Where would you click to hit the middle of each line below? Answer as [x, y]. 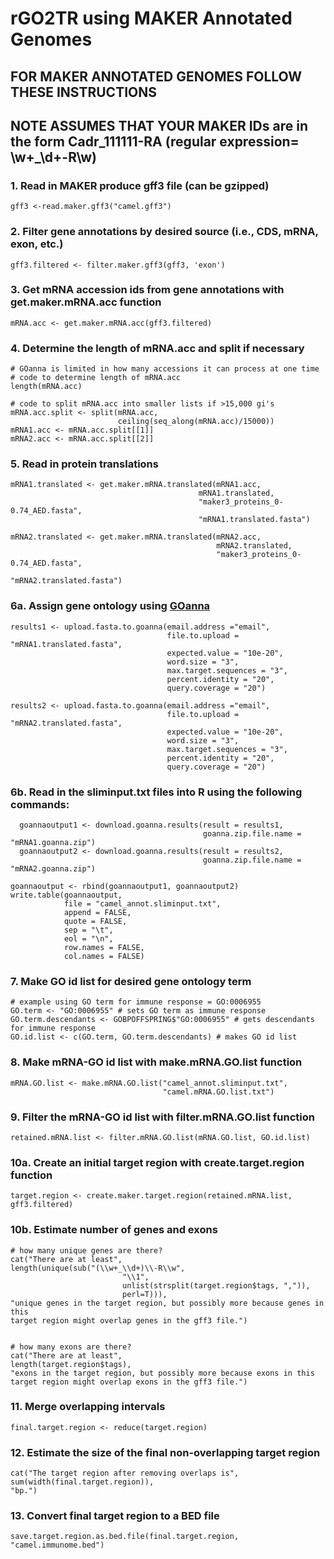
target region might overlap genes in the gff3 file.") [129, 1320]
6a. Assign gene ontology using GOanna [110, 606]
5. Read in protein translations [84, 464]
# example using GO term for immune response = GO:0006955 [136, 1002]
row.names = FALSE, [104, 948]
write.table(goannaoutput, [66, 895]
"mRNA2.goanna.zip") [53, 869]
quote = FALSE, [95, 922]
